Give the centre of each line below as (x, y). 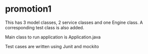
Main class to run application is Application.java (53, 37)
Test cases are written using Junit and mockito (52, 46)
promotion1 (28, 9)
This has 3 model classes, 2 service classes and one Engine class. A (74, 22)
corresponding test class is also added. (45, 27)
